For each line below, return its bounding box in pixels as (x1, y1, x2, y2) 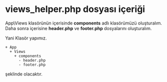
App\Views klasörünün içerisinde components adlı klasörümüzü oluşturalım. (5, 20, 162, 26)
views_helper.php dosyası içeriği (5, 3, 145, 15)
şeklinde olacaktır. (5, 71, 42, 77)
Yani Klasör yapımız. (5, 35, 47, 41)
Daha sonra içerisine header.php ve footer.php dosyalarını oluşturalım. (5, 25, 152, 31)
